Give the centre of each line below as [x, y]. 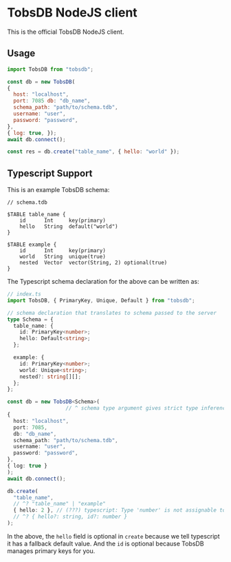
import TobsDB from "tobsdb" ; [51, 69]
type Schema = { [30, 319]
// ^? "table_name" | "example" [60, 504]
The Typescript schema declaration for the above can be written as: [103, 282]
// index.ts [24, 294]
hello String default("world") [69, 227]
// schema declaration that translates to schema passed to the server [112, 313]
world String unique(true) [63, 257]
